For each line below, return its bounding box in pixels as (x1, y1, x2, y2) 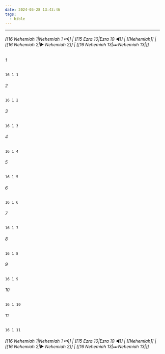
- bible (9, 16, 26, 21)
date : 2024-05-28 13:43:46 (5, 7, 60, 12)
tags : (5, 12, 16, 17)
